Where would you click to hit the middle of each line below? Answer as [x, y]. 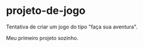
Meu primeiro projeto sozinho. [42, 38]
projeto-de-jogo [46, 11]
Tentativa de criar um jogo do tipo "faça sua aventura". [72, 27]
